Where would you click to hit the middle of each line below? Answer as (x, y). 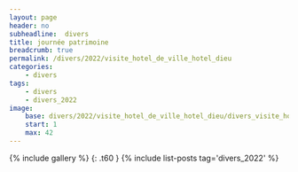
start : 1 (41, 125)
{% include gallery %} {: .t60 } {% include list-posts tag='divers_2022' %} (144, 158)
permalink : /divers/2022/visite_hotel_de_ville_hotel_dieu (121, 59)
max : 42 (39, 133)
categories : (31, 67)
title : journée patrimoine (59, 42)
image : (21, 108)
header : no (29, 26)
